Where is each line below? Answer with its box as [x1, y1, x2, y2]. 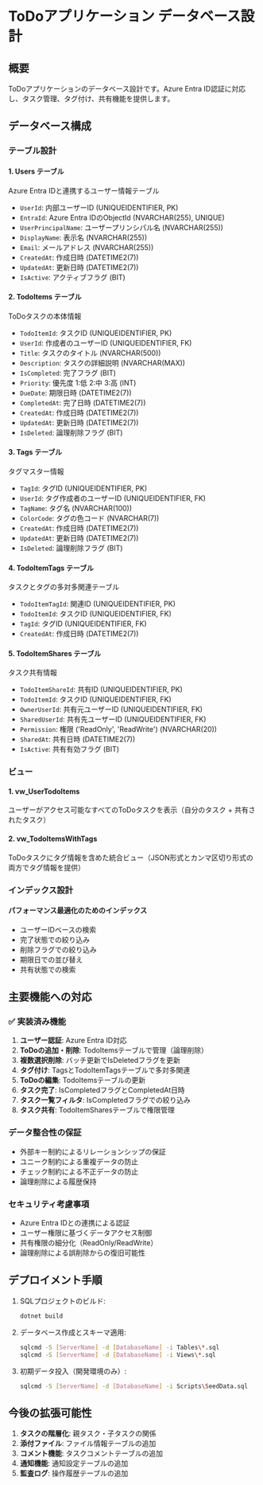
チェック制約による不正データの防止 [19, 1167, 139, 1176]
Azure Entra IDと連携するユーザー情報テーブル [8, 186, 160, 195]
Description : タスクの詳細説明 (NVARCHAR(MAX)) [19, 358, 185, 367]
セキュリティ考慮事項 [8, 1198, 90, 1209]
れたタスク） [8, 815, 50, 825]
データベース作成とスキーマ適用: [19, 1327, 127, 1337]
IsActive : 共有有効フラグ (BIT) [19, 744, 120, 754]
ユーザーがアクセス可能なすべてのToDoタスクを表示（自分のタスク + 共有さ [8, 805, 256, 815]
